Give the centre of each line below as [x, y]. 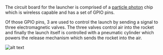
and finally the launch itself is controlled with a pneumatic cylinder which [80, 32]
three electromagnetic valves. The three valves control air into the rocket [80, 27]
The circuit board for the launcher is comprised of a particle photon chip [79, 7]
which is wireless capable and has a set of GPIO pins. [60, 12]
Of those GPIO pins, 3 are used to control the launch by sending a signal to [81, 22]
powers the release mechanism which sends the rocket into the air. [74, 38]
